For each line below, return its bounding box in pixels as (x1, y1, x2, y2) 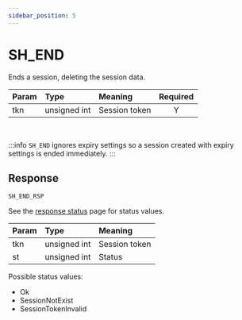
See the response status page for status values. (8, 206, 165, 216)
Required (158, 91, 194, 102)
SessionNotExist (19, 295, 74, 306)
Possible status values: (8, 272, 83, 282)
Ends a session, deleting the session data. (8, 72, 146, 82)
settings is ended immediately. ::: (8, 148, 116, 158)
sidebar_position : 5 (8, 11, 77, 20)
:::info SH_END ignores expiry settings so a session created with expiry (8, 140, 234, 149)
